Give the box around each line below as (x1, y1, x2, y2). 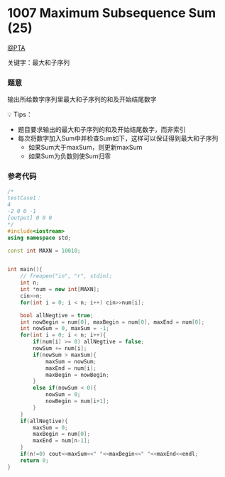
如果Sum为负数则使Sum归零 (28, 152, 111, 160)
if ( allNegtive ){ (20, 417, 69, 424)
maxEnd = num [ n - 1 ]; (33, 437, 91, 444)
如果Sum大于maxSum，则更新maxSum (28, 143, 143, 152)
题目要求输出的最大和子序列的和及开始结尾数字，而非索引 (17, 126, 186, 134)
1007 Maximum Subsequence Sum (7, 5, 216, 21)
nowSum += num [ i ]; (33, 345, 87, 352)
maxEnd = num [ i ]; (45, 364, 97, 372)
